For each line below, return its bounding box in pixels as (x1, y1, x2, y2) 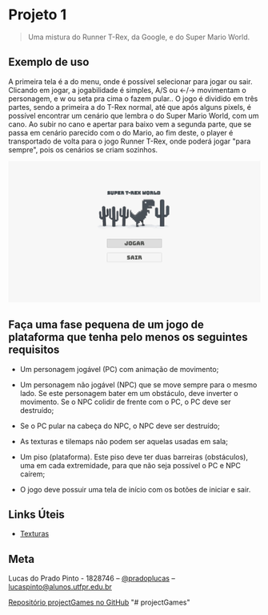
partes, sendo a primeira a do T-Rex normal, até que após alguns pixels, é (8, 102, 252, 111)
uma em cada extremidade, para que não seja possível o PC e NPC (19, 460, 242, 470)
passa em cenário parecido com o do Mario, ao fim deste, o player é (8, 127, 234, 137)
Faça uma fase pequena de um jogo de (8, 318, 204, 332)
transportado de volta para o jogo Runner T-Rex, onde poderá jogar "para (8, 136, 251, 146)
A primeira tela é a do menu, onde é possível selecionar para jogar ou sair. (8, 76, 254, 86)
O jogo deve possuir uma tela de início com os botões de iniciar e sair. (19, 484, 251, 494)
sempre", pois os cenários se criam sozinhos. (8, 144, 158, 154)
